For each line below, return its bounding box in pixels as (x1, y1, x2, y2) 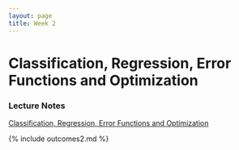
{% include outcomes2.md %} (8, 134, 109, 144)
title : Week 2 (8, 19, 57, 27)
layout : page (8, 11, 53, 20)
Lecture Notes (8, 100, 66, 111)
